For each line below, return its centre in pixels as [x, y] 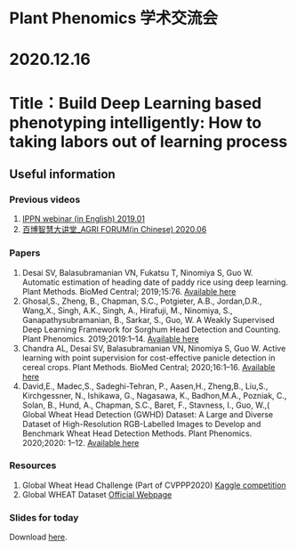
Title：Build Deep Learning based [136, 103]
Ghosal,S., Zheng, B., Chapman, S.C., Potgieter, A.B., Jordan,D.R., [142, 301]
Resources [33, 465]
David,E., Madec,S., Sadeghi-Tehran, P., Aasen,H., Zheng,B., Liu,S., [145, 386]
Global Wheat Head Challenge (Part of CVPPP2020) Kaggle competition [154, 485]
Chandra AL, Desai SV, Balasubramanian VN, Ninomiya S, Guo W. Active [154, 348]
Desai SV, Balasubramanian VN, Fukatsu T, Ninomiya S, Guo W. [137, 272]
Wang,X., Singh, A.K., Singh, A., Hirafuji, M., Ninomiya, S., [127, 310]
